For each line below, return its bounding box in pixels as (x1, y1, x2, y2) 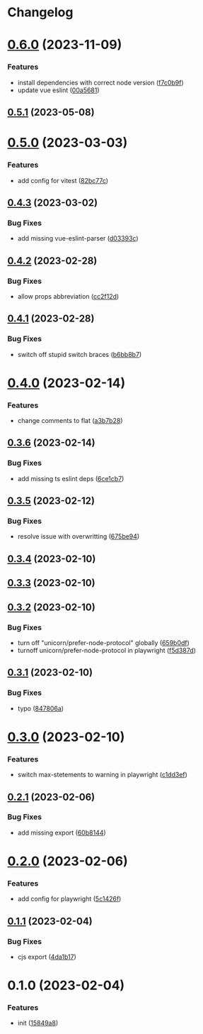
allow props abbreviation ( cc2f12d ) (17, 292, 120, 300)
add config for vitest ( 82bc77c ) (17, 176, 108, 185)
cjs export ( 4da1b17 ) (17, 952, 76, 961)
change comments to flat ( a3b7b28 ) (17, 417, 123, 425)
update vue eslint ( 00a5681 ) (17, 86, 100, 94)
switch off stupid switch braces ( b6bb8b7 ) (17, 350, 142, 358)
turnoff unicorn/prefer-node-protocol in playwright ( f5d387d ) (17, 646, 197, 654)
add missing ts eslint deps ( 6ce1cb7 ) (17, 474, 124, 483)
